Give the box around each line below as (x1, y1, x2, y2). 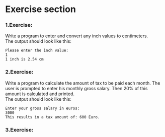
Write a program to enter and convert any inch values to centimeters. (5, 33, 148, 39)
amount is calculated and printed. (5, 91, 74, 97)
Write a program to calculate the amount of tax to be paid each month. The (5, 80, 160, 86)
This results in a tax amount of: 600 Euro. (5, 114, 100, 119)
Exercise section (5, 4, 76, 15)
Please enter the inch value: (5, 48, 69, 53)
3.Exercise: (5, 126, 34, 133)
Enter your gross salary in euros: (5, 106, 80, 111)
